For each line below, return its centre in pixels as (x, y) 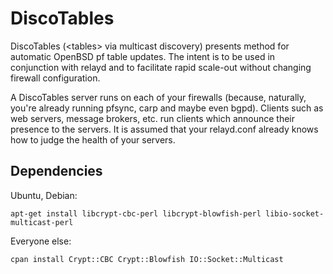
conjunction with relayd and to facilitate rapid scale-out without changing (161, 67)
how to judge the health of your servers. (93, 139)
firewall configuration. (55, 78)
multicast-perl (42, 222)
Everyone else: (41, 241)
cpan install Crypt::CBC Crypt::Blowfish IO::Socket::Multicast (147, 259)
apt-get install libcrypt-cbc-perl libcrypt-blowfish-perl (136, 213)
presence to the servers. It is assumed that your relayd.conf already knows (164, 129)
